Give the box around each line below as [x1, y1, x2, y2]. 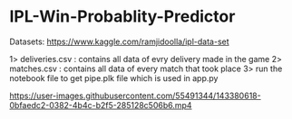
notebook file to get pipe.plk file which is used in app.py [9, 72, 219, 83]
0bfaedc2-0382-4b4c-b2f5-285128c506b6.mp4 [9, 99, 192, 110]
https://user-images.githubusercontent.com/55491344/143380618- [9, 90, 261, 101]
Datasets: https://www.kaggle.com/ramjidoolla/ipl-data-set [9, 36, 229, 47]
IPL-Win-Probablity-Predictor [9, 6, 236, 27]
